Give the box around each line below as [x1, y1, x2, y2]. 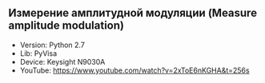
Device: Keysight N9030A [19, 57, 106, 66]
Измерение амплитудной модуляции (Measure [8, 6, 258, 20]
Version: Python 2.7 [19, 40, 86, 49]
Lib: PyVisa [19, 48, 58, 58]
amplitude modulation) [8, 19, 124, 33]
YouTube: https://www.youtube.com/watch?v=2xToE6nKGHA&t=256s [19, 65, 250, 75]
